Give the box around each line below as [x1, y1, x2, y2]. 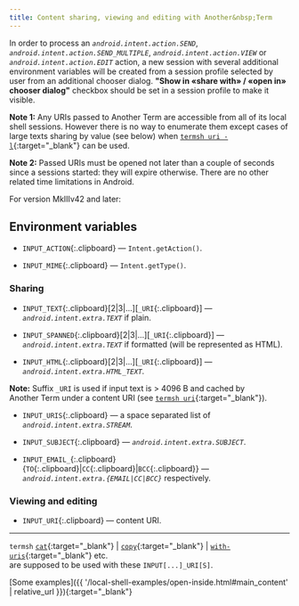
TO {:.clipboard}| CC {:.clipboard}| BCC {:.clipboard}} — [25, 463, 209, 473]
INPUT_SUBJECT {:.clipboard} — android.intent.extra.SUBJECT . [21, 436, 246, 446]
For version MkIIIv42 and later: [9, 193, 122, 204]
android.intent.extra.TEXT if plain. [21, 312, 151, 323]
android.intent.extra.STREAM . [21, 419, 133, 430]
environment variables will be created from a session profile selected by [9, 66, 274, 77]
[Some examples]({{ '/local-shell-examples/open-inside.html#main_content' [9, 577, 289, 588]
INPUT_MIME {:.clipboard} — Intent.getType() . [21, 260, 187, 271]
